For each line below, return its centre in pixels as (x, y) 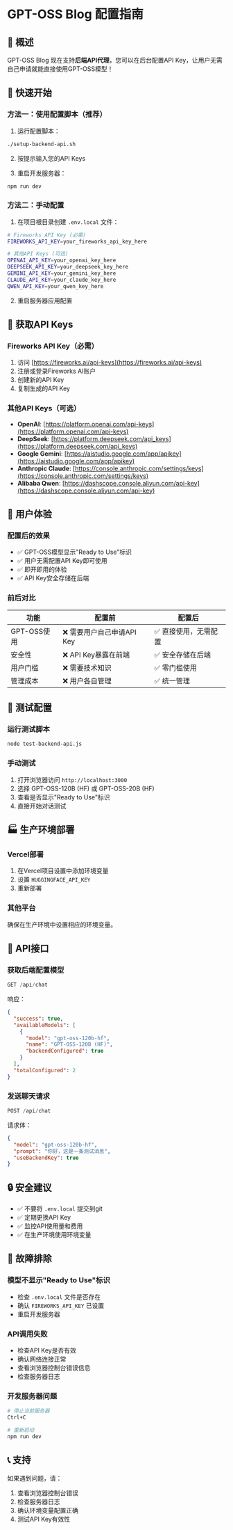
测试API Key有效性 (44, 1519)
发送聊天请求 (29, 1096)
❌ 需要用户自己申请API (99, 632)
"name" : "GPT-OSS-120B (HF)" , (69, 1044)
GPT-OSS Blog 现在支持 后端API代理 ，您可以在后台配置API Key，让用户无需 (115, 60)
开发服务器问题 (32, 1396)
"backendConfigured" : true (64, 1051)
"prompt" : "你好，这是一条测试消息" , (62, 1151)
